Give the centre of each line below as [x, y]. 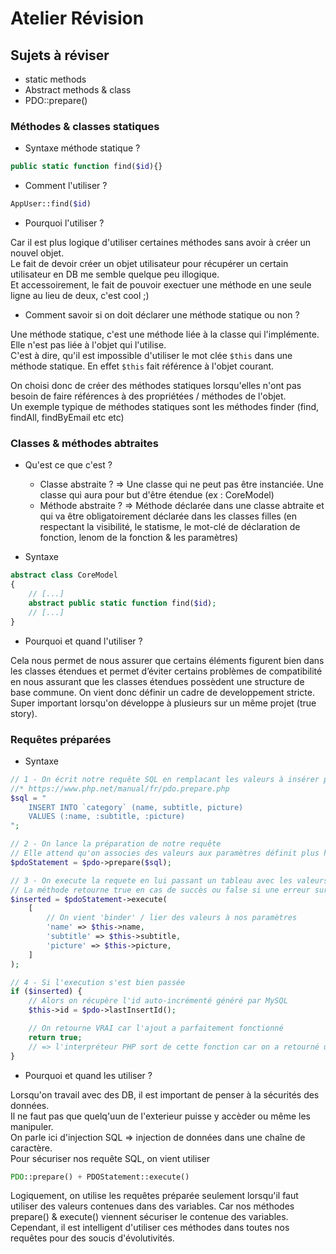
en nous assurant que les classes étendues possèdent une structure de [157, 681]
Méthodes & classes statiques [85, 126]
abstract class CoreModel [64, 575]
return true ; [55, 1037]
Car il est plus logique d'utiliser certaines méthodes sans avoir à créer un [160, 243]
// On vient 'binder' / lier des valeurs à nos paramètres [172, 918]
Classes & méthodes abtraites [84, 443]
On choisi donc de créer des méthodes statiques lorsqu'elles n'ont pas [156, 386]
